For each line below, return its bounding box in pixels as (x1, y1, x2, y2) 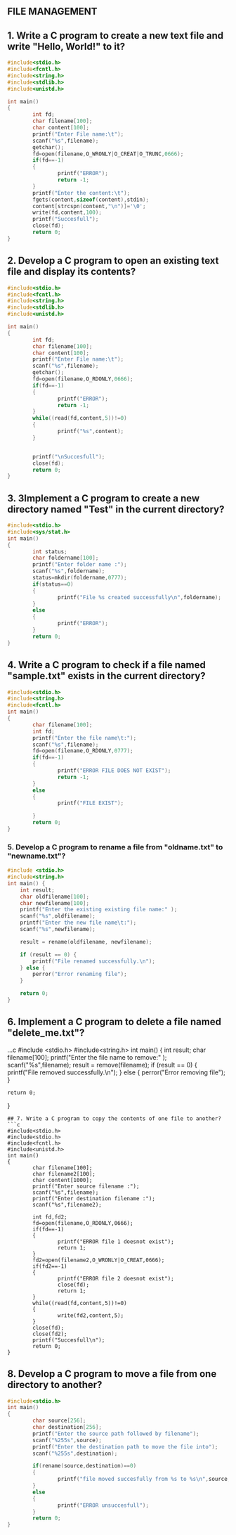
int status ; (32, 548, 68, 555)
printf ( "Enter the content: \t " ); (32, 189, 131, 196)
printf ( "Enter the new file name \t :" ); (20, 919, 137, 927)
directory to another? (7, 1379, 103, 1391)
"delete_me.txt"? (7, 1027, 85, 1039)
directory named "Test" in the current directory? (7, 503, 225, 515)
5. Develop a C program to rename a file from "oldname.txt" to (7, 842, 223, 852)
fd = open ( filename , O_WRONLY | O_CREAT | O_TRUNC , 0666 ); (32, 150, 184, 158)
